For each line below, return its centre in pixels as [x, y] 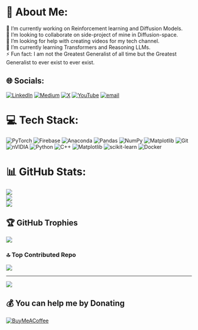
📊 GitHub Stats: [46, 171]
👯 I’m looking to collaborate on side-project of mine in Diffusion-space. [92, 34]
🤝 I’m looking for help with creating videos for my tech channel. [83, 41]
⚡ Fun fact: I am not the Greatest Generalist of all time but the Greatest [91, 54]
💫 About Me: [37, 12]
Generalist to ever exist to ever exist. [50, 62]
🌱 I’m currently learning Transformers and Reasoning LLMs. [78, 47]
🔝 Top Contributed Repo [41, 255]
